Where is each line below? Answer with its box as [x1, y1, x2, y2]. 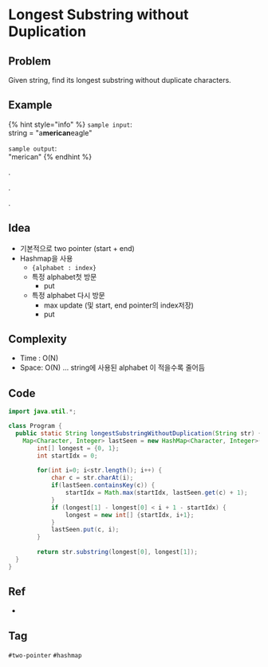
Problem [8, 54, 52, 68]
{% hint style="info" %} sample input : [8, 120, 133, 129]
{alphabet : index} [31, 264, 97, 272]
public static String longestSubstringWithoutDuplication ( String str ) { [15, 430, 262, 437]
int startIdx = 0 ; [37, 452, 98, 460]
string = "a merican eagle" [8, 128, 93, 137]
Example [8, 98, 53, 112]
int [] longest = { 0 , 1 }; [37, 444, 120, 452]
